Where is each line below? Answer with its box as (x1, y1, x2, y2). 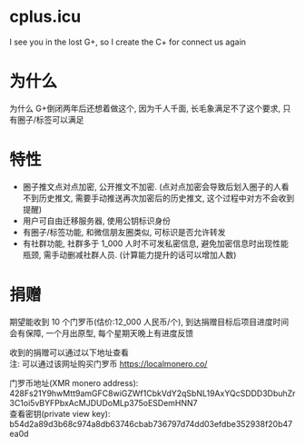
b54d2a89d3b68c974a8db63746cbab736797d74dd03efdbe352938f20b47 (9, 418, 293, 429)
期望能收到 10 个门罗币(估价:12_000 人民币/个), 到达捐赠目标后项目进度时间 (9, 316, 290, 327)
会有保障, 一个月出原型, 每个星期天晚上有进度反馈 (9, 327, 193, 338)
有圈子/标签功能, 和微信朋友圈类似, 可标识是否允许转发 (22, 226, 226, 237)
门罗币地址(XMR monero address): (9, 377, 139, 388)
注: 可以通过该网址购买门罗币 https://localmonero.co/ (9, 358, 208, 369)
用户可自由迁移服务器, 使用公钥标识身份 (22, 215, 171, 226)
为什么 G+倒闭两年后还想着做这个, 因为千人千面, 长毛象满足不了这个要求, (9, 103, 281, 114)
